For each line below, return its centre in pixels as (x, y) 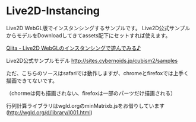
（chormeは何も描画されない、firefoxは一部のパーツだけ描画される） (91, 93)
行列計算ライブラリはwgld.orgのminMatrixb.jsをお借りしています (86, 105)
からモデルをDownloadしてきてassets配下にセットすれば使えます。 (88, 35)
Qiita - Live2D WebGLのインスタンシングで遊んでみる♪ (74, 48)
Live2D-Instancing (53, 11)
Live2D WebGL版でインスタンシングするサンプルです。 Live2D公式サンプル (98, 28)
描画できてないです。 (32, 81)
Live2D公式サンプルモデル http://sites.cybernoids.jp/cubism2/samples (92, 60)
